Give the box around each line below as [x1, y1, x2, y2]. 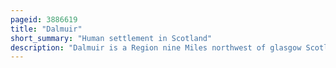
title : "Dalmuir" [10, 24, 83, 34]
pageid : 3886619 [10, 14, 78, 25]
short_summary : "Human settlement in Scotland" [10, 33, 213, 43]
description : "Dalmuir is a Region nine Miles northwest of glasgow [10, 42, 302, 53]
